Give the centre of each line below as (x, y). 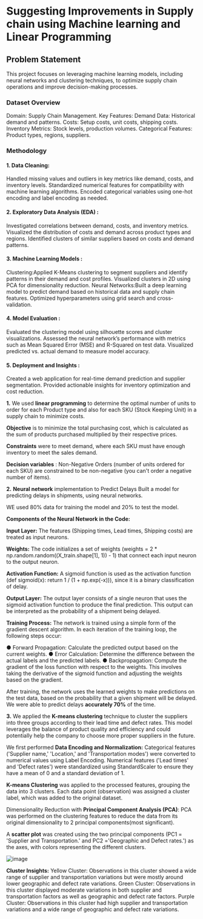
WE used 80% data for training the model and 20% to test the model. (92, 507)
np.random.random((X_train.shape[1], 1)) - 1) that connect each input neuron (101, 555)
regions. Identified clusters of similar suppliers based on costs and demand (100, 239)
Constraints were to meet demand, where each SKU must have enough (96, 446)
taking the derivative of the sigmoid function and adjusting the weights (95, 673)
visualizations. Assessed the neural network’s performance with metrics (96, 339)
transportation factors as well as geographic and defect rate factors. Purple (101, 897)
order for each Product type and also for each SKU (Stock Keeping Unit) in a (101, 410)
